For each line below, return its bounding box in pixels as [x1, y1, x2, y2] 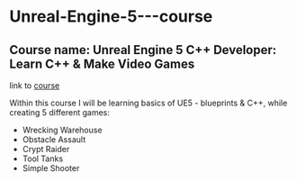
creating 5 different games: [9, 107, 111, 118]
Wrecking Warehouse [22, 124, 103, 135]
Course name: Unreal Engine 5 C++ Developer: [9, 42, 277, 58]
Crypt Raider [22, 144, 70, 154]
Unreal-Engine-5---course [9, 6, 213, 27]
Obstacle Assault [22, 134, 86, 145]
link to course [9, 80, 60, 91]
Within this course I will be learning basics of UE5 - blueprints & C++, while [9, 97, 288, 108]
